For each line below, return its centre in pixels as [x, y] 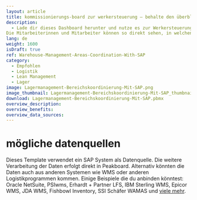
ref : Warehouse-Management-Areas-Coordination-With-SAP [76, 55]
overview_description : [34, 104]
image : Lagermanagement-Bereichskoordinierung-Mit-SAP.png [80, 88]
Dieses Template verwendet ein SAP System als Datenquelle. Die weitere [94, 160]
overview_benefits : [30, 109]
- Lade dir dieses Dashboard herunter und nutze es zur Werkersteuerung [102, 28]
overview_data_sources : [35, 115]
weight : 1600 [22, 44]
